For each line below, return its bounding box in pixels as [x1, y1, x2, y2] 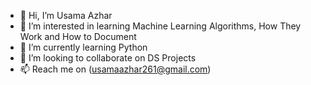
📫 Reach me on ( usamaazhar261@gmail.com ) [19, 63, 212, 75]
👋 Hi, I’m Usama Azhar [19, 10, 113, 21]
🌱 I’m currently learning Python [19, 41, 148, 53]
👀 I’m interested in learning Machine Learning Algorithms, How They [19, 20, 302, 32]
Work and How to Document [19, 31, 137, 42]
